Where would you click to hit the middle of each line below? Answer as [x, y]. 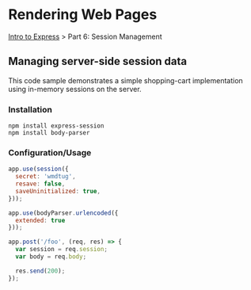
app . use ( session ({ [38, 169]
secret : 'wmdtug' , [46, 177]
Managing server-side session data [98, 61]
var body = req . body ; [51, 257]
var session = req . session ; [62, 250]
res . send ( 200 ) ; [40, 271]
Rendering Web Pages [83, 15]
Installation [30, 109]
